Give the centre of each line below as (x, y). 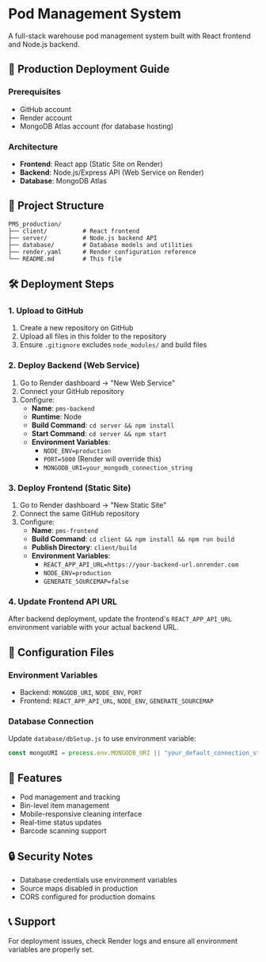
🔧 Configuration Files (61, 652)
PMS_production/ (35, 224)
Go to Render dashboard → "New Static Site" (93, 505)
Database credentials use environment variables (99, 879)
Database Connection (51, 721)
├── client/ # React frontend (74, 231)
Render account (46, 118)
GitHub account (45, 109)
